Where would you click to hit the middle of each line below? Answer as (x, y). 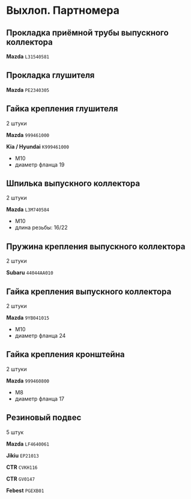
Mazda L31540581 (28, 57)
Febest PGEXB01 (25, 490)
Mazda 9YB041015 (28, 318)
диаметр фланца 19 (40, 164)
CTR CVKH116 (22, 467)
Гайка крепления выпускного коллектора (89, 291)
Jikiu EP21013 (23, 455)
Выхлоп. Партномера (63, 11)
